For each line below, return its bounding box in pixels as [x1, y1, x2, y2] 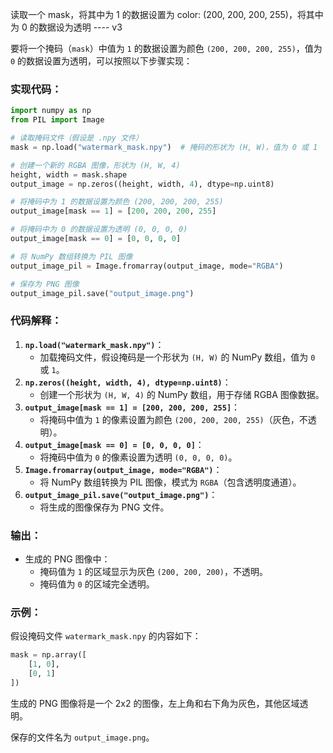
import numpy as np [10, 106, 92, 116]
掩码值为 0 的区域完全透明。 [39, 578, 155, 590]
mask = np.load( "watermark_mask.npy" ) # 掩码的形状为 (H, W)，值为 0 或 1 [10, 142, 318, 152]
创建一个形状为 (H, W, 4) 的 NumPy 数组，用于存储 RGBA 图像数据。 [39, 388, 325, 400]
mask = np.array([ [10, 650, 87, 660]
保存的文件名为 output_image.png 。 [10, 731, 155, 743]
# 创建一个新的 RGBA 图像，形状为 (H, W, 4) [10, 160, 181, 170]
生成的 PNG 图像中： [24, 553, 111, 565]
